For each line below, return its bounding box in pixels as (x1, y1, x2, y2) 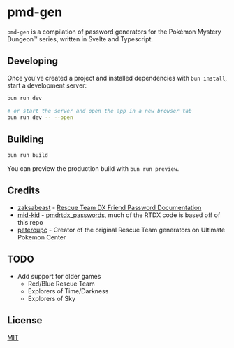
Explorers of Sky (27, 294, 75, 302)
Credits (7, 185, 41, 197)
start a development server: (7, 81, 87, 90)
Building (7, 133, 44, 145)
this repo (17, 218, 43, 226)
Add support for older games (17, 272, 101, 280)
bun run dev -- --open (7, 113, 73, 121)
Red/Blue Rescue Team (27, 279, 96, 288)
